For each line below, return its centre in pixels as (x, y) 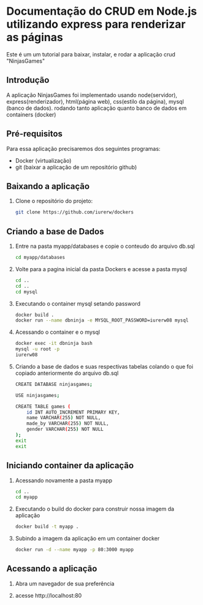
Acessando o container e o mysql (57, 332)
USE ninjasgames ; (37, 395)
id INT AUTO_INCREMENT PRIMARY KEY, (73, 412)
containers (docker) (31, 114)
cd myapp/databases (40, 258)
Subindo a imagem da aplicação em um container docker (87, 539)
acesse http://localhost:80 (48, 595)
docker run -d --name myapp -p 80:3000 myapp (74, 550)
